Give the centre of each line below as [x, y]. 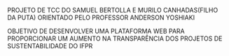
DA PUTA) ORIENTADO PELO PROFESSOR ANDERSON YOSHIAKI [101, 17]
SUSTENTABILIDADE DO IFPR [50, 46]
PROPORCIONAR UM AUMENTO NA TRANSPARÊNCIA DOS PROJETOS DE [115, 38]
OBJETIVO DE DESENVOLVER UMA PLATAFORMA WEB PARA [96, 31]
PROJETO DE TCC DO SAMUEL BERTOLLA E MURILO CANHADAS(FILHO [113, 10]
